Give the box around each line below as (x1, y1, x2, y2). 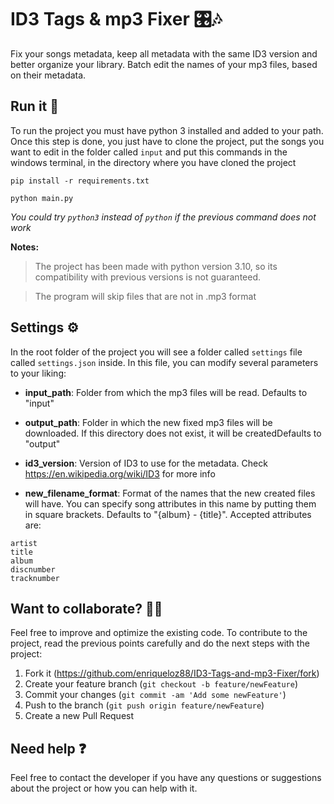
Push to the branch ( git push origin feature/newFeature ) (24, 699, 265, 711)
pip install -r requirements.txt (10, 176, 150, 186)
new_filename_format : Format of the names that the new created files (24, 487, 316, 499)
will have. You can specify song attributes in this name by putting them (24, 497, 317, 510)
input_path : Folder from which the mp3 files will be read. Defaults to (24, 386, 308, 398)
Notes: (10, 241, 40, 253)
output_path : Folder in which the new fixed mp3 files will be (24, 416, 273, 428)
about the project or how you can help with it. (10, 782, 198, 795)
